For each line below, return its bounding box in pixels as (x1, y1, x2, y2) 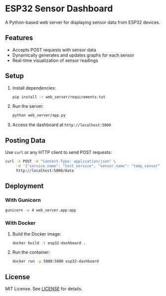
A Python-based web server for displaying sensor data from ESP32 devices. (5, 19, 161, 25)
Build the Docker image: (12, 231, 62, 237)
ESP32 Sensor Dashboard (5, 3, 113, 14)
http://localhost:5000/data (16, 168, 74, 173)
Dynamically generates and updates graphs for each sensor (12, 52, 134, 58)
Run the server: (12, 103, 44, 109)
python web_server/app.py (12, 113, 66, 118)
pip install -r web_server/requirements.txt (12, 95, 106, 99)
